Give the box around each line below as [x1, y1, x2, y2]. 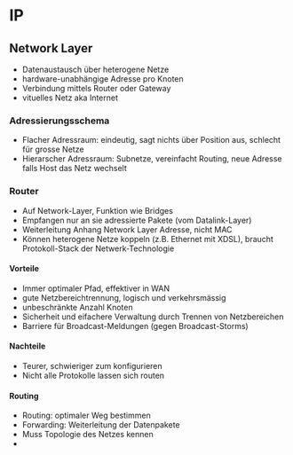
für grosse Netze [21, 144, 84, 155]
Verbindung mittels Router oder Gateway [21, 83, 171, 93]
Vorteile [9, 263, 40, 274]
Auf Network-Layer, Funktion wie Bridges [21, 205, 173, 216]
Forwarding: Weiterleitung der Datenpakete [21, 420, 180, 430]
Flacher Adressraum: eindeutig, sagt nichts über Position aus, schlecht [21, 135, 281, 145]
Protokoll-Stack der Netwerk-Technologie [21, 243, 175, 254]
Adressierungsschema [9, 114, 110, 127]
